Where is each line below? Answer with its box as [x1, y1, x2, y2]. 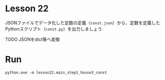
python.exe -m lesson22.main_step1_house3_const [5, 70, 107, 75]
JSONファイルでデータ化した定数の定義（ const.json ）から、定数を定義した [5, 20, 161, 26]
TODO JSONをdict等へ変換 [5, 36, 60, 42]
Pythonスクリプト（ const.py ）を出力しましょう [5, 26, 102, 32]
